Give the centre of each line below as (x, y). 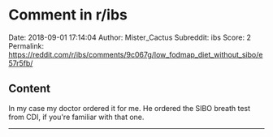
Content (30, 89)
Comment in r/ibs (68, 15)
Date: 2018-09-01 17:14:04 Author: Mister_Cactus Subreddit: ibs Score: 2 (130, 37)
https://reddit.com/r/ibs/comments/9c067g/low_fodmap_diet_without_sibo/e (136, 54)
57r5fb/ (21, 63)
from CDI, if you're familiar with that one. (76, 117)
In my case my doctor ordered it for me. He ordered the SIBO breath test (129, 108)
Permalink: (26, 45)
